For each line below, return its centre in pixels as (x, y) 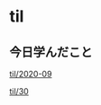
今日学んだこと (51, 52)
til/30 (19, 91)
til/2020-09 (31, 74)
